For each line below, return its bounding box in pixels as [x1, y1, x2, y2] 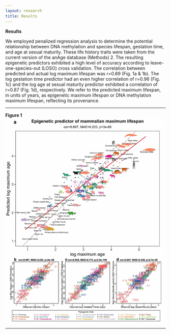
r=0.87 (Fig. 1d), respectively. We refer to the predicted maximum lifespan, [5, 86, 161, 93]
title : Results [5, 13, 38, 19]
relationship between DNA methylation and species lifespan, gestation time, [5, 43, 164, 49]
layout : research [5, 8, 42, 13]
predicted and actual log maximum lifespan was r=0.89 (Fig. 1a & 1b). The [5, 70, 159, 76]
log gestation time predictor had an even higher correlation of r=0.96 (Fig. [5, 76, 160, 82]
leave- [150, 59, 164, 66]
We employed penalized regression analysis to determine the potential [5, 38, 153, 44]
